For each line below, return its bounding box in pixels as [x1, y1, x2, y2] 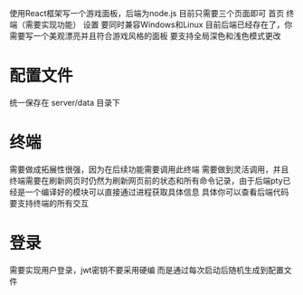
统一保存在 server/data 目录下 [9, 97, 120, 108]
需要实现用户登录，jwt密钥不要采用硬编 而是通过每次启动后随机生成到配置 [9, 264, 285, 275]
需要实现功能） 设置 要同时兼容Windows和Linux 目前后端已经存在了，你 [24, 19, 293, 30]
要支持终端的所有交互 [9, 197, 89, 208]
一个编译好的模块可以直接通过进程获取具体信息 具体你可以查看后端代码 [24, 186, 289, 197]
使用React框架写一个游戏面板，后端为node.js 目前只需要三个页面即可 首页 [9, 8, 285, 18]
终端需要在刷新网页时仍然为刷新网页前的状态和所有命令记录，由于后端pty [9, 175, 283, 186]
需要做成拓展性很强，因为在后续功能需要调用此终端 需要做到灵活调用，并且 [9, 164, 289, 175]
